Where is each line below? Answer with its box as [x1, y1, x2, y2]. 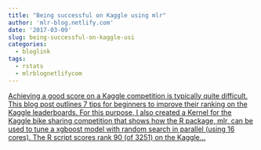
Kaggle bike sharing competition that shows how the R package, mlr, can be [8, 116, 253, 125]
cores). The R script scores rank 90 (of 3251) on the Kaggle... [8, 132, 206, 141]
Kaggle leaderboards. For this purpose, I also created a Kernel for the [8, 107, 232, 117]
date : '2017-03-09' [8, 26, 72, 34]
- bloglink [15, 48, 51, 55]
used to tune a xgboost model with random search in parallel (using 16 [8, 124, 235, 134]
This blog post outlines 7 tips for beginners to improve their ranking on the [8, 99, 248, 109]
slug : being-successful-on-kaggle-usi [8, 33, 135, 41]
